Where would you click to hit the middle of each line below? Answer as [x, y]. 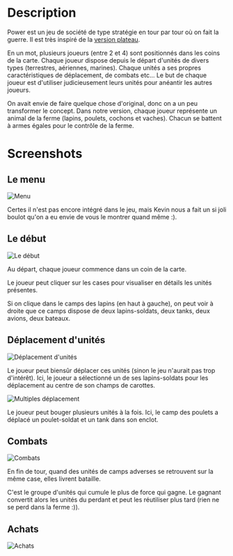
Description [42, 13]
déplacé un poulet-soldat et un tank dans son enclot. [83, 420]
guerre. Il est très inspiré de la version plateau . [74, 39]
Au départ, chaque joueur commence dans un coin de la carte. [97, 269]
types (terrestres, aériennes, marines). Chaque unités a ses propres [104, 67]
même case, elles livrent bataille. [54, 479]
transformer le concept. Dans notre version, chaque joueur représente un [112, 111]
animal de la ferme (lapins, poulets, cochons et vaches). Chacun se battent [115, 118]
